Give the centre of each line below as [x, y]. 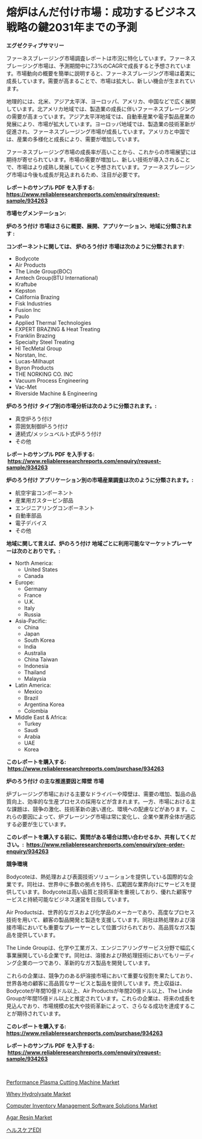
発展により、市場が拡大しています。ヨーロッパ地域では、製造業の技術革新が [101, 124]
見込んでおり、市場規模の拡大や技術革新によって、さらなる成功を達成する [98, 1006]
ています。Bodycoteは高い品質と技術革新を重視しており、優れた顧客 [102, 892]
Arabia [32, 736]
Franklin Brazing [35, 336]
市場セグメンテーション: [36, 213]
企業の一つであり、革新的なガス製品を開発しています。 [85, 962]
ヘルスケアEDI [24, 1130]
